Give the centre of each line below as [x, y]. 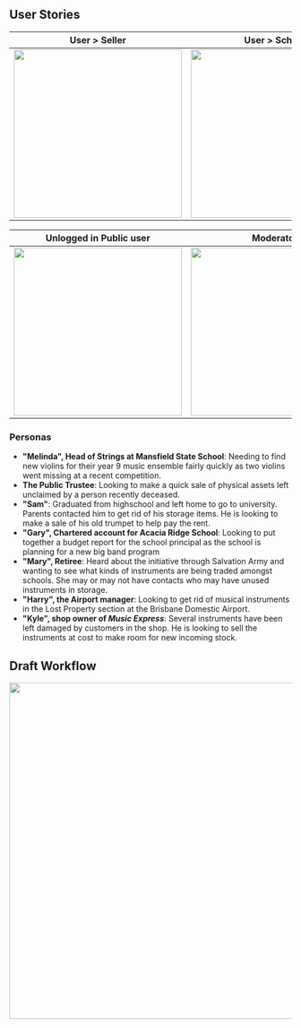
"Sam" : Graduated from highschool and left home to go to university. [150, 504]
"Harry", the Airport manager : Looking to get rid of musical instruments [156, 599]
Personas [30, 437]
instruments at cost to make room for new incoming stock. [129, 638]
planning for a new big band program [90, 552]
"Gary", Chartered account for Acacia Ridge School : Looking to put [149, 533]
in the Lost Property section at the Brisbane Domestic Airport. [136, 609]
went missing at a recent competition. [91, 475]
